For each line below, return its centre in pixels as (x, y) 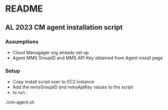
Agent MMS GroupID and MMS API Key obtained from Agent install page (88, 58)
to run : (20, 92)
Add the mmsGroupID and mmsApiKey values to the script (73, 87)
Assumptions (22, 42)
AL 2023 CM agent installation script (64, 27)
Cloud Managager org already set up (51, 52)
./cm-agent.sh (20, 102)
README (24, 9)
